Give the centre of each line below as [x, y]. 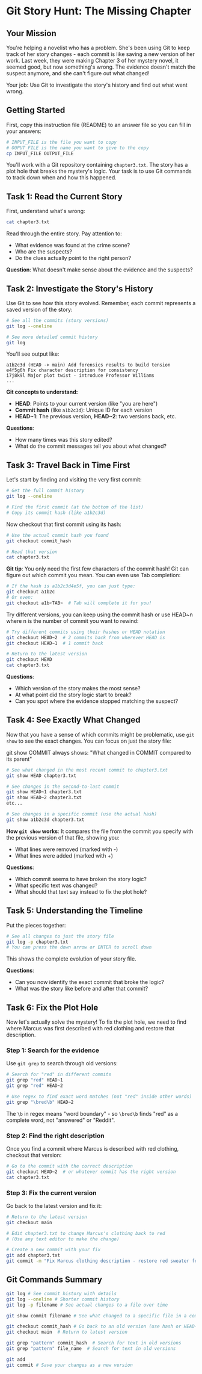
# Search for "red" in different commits [59, 1075]
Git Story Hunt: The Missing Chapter [99, 11]
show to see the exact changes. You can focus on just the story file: [89, 741]
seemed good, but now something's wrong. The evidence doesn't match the [101, 67]
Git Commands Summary [54, 1280]
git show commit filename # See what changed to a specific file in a [96, 1316]
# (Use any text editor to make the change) [63, 1239]
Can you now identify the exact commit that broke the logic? [89, 982]
